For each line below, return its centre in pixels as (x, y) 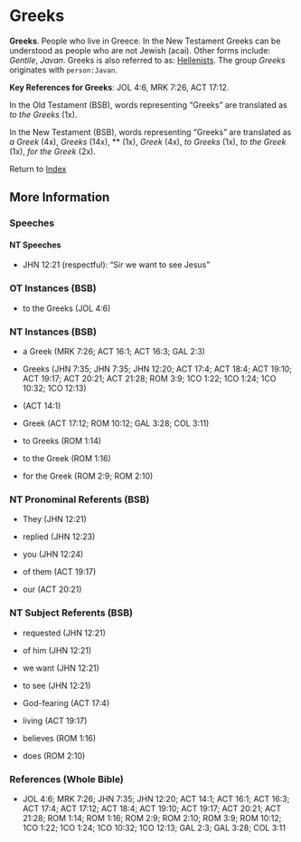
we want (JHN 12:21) (61, 668)
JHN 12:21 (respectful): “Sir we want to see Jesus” (116, 265)
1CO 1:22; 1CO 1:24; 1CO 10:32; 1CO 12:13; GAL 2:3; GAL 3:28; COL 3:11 (154, 827)
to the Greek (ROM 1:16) (66, 459)
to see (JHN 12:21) (56, 685)
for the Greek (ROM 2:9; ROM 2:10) (88, 476)
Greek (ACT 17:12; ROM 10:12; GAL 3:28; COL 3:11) (116, 423)
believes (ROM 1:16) (59, 738)
